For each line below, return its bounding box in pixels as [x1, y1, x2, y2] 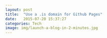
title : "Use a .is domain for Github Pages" [5, 12, 102, 17]
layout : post [5, 7, 33, 12]
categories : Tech [5, 21, 42, 26]
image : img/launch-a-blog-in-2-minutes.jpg [5, 26, 98, 31]
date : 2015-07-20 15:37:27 [5, 16, 67, 21]
